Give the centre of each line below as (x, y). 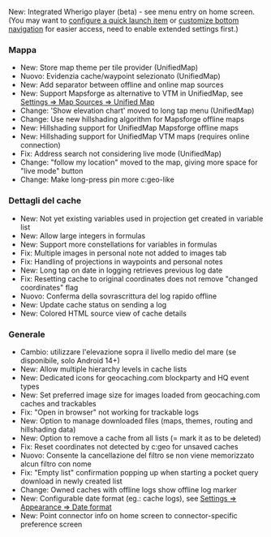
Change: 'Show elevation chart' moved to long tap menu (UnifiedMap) (137, 111)
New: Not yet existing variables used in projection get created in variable (142, 218)
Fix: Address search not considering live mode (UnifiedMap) (120, 154)
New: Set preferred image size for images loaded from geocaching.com (140, 395)
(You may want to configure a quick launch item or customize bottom (124, 20)
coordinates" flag (49, 287)
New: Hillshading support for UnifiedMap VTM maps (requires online (135, 136)
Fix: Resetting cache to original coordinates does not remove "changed (139, 278)
